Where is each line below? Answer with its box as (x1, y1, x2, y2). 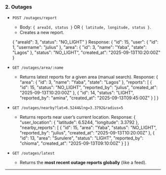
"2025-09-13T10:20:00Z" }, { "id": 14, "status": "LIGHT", (19, 90, 134, 96)
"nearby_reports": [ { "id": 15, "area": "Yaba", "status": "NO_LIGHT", (19, 125, 157, 131)
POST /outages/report (12, 16, 57, 21)
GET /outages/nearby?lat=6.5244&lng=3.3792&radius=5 (12, 105, 124, 111)
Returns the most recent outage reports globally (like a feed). (19, 160, 147, 166)
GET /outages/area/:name (12, 65, 64, 70)
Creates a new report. (19, 30, 64, 36)
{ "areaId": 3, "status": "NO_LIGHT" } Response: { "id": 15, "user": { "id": (12, 39, 159, 45)
